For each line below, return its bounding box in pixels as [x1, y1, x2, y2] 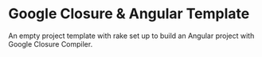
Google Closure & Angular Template [8, 5, 250, 23]
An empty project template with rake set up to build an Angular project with [8, 31, 255, 40]
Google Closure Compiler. [8, 39, 93, 48]
